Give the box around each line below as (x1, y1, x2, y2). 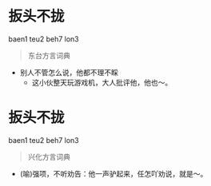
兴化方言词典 (27, 152, 70, 161)
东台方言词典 (27, 50, 70, 60)
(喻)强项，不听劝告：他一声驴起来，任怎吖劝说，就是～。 (19, 168, 208, 178)
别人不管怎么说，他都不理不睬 (19, 67, 118, 77)
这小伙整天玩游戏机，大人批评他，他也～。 (31, 77, 173, 87)
